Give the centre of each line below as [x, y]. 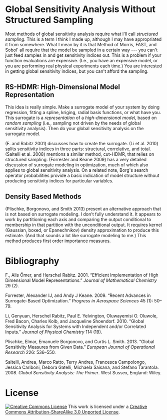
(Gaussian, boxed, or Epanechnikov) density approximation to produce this [82, 230]
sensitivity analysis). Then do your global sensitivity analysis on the [74, 128]
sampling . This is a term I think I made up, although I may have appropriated [83, 39]
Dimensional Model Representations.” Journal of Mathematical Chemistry [81, 280]
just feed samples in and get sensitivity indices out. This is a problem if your [83, 55]
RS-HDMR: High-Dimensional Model [62, 87]
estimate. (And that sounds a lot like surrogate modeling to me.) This [76, 235]
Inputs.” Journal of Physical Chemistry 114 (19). [54, 332]
